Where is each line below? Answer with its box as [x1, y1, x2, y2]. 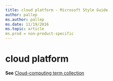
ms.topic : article [5, 26, 44, 32]
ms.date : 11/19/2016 [5, 21, 49, 27]
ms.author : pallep [5, 17, 44, 22]
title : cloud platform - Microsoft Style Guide [5, 7, 108, 13]
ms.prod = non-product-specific [5, 31, 74, 36]
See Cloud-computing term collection [5, 70, 84, 76]
